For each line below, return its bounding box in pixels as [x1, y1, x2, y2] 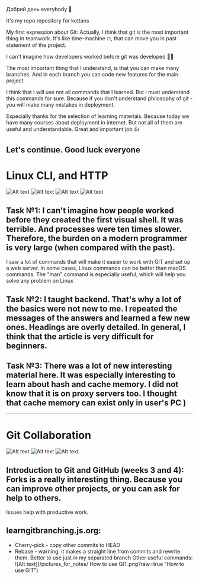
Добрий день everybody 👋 [6, 6, 72, 12]
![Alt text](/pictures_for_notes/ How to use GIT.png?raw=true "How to [14, 560, 185, 567]
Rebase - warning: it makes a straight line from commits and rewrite [14, 548, 181, 555]
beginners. [6, 341, 47, 351]
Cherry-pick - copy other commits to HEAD [14, 541, 120, 548]
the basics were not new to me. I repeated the [6, 303, 178, 314]
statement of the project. [6, 41, 67, 49]
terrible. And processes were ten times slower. [6, 224, 182, 234]
